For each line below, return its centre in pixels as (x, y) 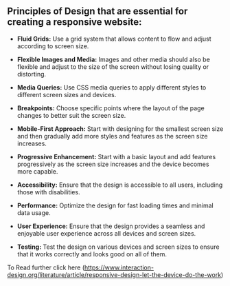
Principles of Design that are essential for (97, 11)
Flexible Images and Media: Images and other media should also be (114, 59)
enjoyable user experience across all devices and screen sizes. (106, 233)
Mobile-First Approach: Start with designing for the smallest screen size (120, 129)
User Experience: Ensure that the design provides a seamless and (111, 226)
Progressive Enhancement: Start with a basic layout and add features (116, 156)
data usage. (34, 212)
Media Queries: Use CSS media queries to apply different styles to (112, 87)
